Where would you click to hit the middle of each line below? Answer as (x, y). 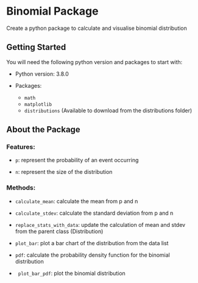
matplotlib (38, 104)
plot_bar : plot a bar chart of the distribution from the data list (92, 243)
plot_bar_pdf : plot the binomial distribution (72, 273)
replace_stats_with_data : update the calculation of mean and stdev (100, 224)
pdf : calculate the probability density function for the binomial (93, 255)
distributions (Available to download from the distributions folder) (108, 110)
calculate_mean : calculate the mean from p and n (76, 201)
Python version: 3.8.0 (42, 74)
